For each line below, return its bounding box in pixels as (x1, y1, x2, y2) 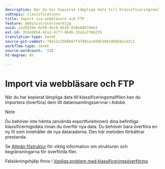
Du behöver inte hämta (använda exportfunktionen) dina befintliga (5, 119, 138, 124)
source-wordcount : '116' (5, 48, 56, 53)
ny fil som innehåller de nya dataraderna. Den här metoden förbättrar (5, 129, 145, 135)
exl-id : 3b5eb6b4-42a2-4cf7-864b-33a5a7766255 (5, 30, 102, 35)
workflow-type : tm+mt (5, 44, 50, 48)
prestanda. (5, 134, 27, 140)
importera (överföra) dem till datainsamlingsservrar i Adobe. (5, 99, 127, 105)
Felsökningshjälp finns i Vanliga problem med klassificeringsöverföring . (5, 158, 149, 164)
